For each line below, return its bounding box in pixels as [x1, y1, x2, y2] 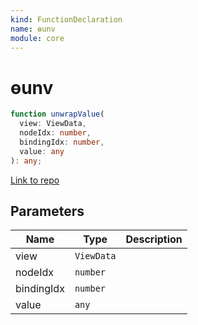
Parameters [10, 202, 85, 220]
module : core [10, 33, 65, 43]
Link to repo [10, 174, 60, 186]
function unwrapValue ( [10, 109, 105, 120]
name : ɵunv [10, 24, 56, 34]
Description [125, 232, 183, 246]
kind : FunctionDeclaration [10, 14, 123, 25]
